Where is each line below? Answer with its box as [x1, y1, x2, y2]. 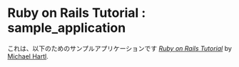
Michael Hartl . [7, 51, 49, 61]
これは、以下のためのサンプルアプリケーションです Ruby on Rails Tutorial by [7, 44, 232, 52]
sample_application [7, 20, 126, 36]
